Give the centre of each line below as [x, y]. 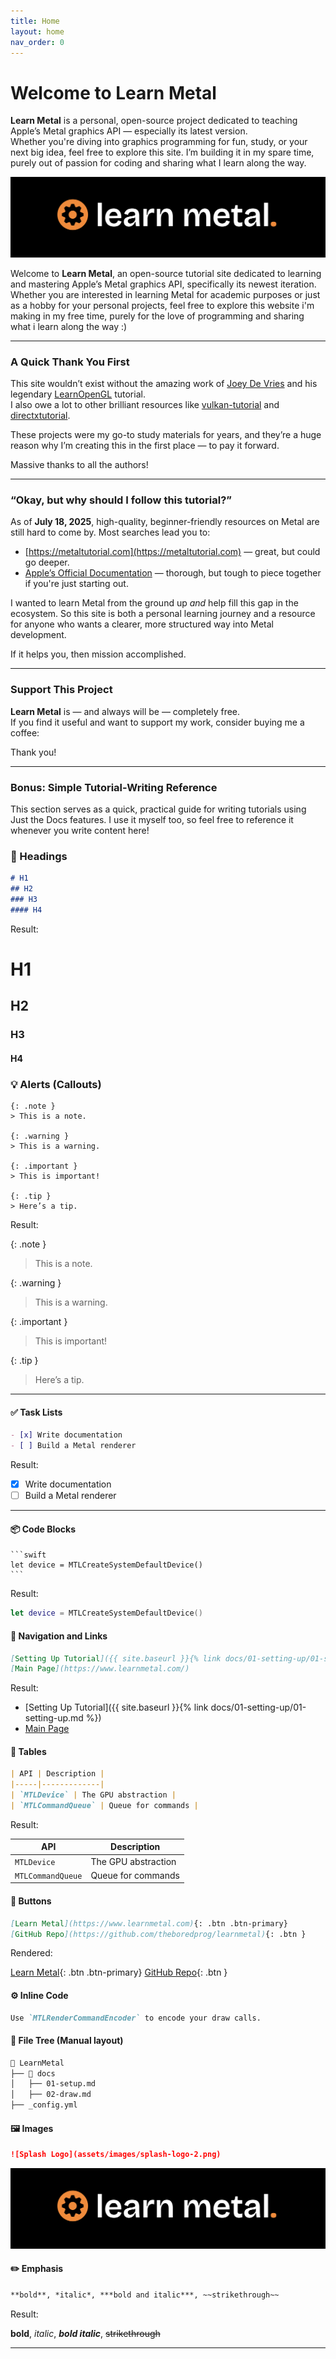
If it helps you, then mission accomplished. [98, 654]
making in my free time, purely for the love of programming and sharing [157, 316]
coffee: [25, 732]
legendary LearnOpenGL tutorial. [78, 394]
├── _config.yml [44, 2105]
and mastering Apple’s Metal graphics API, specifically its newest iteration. [163, 284]
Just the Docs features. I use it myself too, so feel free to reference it [152, 819]
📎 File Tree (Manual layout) [67, 2041]
